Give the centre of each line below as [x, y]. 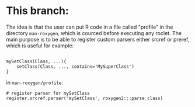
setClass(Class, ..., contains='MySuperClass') [75, 66]
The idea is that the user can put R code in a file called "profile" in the [90, 27]
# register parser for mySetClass [48, 93]
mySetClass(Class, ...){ [36, 61]
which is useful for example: [40, 46]
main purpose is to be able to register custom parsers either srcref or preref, [98, 39]
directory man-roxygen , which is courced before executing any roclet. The [94, 33]
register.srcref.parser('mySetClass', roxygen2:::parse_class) [85, 98]
